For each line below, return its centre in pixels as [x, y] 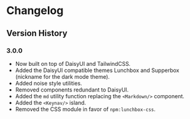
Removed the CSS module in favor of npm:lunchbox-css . [85, 109]
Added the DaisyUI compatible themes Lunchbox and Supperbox [97, 70]
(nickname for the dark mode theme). [63, 76]
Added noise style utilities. [49, 83]
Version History [37, 33]
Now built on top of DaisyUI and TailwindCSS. [73, 63]
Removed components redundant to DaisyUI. [72, 90]
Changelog [35, 11]
